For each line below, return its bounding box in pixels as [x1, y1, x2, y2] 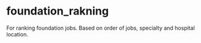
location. [6, 30, 29, 38]
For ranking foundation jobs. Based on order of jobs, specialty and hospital [6, 24, 195, 31]
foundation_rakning [6, 4, 109, 18]
